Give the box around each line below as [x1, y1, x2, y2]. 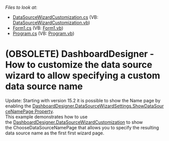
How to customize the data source [5, 59, 152, 71]
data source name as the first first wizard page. [5, 130, 105, 136]
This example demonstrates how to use [5, 114, 88, 120]
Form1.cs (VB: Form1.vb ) [12, 25, 63, 31]
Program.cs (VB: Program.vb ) [12, 31, 75, 36]
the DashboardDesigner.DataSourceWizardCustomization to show [5, 119, 143, 125]
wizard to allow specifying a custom [5, 70, 160, 81]
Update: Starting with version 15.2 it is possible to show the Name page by [5, 97, 161, 103]
